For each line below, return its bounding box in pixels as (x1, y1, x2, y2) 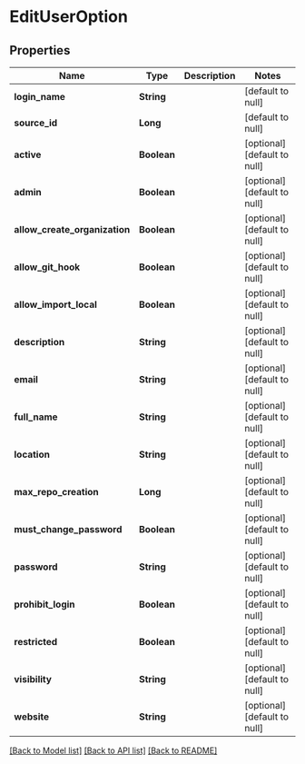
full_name (14, 411, 58, 423)
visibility (14, 673, 53, 685)
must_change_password (14, 523, 123, 535)
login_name (14, 91, 66, 103)
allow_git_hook (14, 261, 81, 273)
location (14, 448, 50, 461)
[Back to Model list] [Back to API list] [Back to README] (9, 745, 218, 756)
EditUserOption (9, 6, 129, 27)
